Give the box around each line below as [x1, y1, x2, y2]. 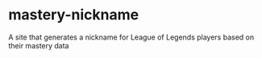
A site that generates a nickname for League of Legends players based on [8, 32, 255, 42]
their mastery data [8, 40, 69, 50]
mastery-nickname [8, 6, 139, 24]
